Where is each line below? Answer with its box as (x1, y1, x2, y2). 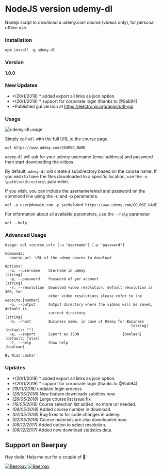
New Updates (5, 82, 38, 89)
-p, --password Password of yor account (9, 277, 98, 282)
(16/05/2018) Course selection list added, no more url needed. (12, 401, 137, 407)
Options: (5, 264, 23, 269)
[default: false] (5, 336, 40, 341)
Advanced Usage (5, 232, 47, 239)
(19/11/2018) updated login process (12, 386, 82, 392)
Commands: (5, 251, 25, 256)
